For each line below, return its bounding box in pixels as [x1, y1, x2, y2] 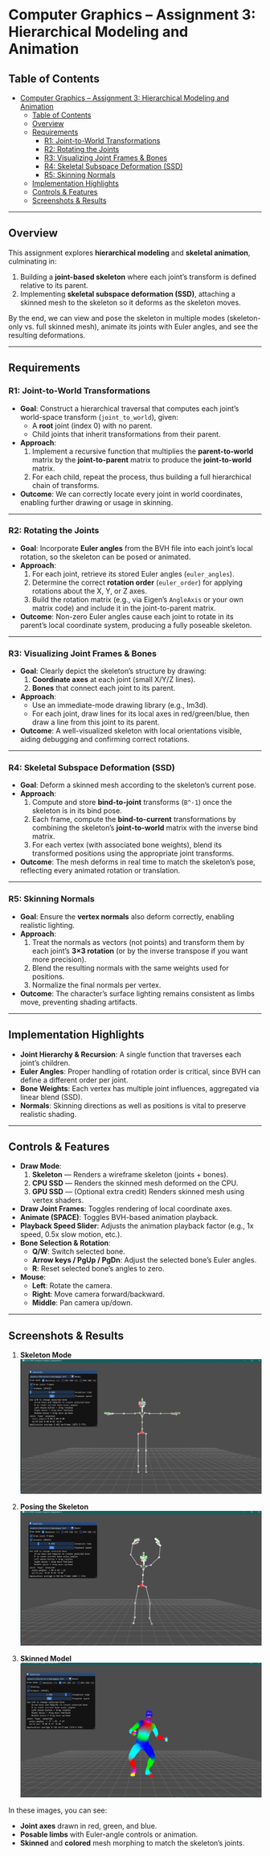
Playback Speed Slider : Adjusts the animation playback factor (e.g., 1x [19, 1221, 255, 1231]
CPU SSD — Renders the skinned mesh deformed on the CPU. [31, 1178, 239, 1188]
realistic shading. [19, 1109, 77, 1119]
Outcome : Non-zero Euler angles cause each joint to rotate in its [19, 611, 235, 621]
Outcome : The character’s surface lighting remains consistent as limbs [19, 988, 256, 998]
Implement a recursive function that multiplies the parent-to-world [31, 446, 254, 456]
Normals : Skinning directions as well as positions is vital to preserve [19, 1100, 247, 1111]
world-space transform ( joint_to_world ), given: [19, 412, 179, 421]
